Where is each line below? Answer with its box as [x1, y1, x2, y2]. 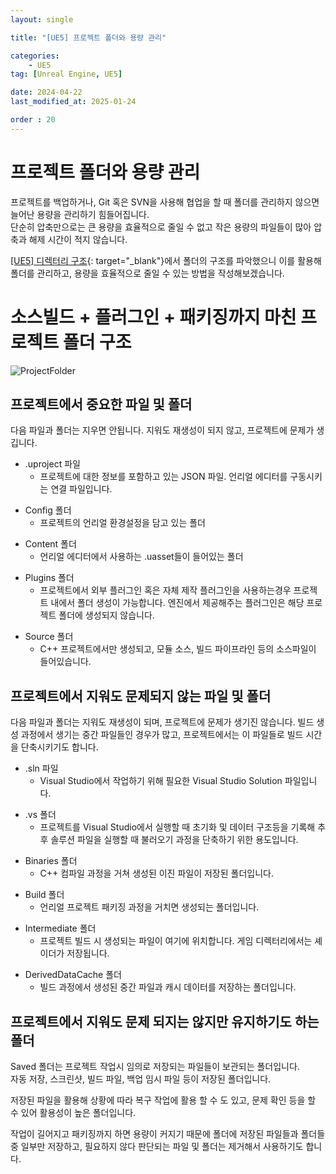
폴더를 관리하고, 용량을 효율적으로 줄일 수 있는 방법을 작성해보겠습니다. [10, 267, 285, 279]
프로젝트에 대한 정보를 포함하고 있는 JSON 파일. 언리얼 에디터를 [39, 471, 288, 483]
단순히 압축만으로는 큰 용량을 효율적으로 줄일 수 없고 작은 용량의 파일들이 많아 [10, 221, 312, 233]
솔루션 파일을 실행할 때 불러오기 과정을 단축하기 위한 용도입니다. [50, 834, 299, 846]
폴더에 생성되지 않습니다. [58, 609, 155, 621]
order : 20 [10, 115, 56, 125]
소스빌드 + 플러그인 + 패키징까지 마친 [10, 306, 297, 328]
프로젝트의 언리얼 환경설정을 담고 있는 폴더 [39, 517, 207, 529]
